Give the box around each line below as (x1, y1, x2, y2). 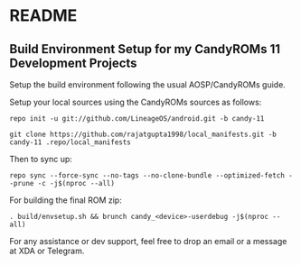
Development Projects (9, 55, 137, 70)
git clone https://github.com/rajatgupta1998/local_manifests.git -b (9, 130, 277, 139)
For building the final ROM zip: (9, 195, 122, 206)
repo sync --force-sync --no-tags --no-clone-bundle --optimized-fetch (9, 171, 285, 180)
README (9, 5, 78, 26)
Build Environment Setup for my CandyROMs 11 (9, 41, 281, 57)
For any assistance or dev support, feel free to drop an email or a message (9, 236, 287, 246)
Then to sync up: (9, 154, 72, 164)
